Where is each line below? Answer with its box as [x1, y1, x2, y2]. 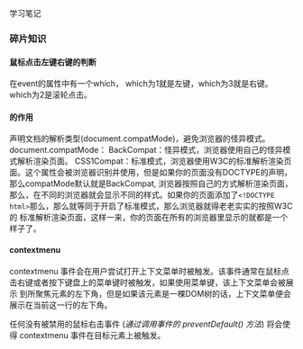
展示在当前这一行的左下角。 [9, 300, 113, 310]
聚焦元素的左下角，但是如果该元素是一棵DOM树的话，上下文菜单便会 [34, 288, 291, 299]
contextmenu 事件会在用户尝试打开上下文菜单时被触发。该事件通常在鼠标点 [9, 265, 290, 276]
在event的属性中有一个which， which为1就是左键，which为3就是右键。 [9, 78, 273, 89]
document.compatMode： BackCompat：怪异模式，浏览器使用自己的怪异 [9, 145, 283, 156]
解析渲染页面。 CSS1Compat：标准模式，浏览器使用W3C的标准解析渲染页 [16, 156, 292, 166]
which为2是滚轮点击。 [9, 89, 92, 101]
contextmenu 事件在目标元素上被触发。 [19, 329, 166, 340]
